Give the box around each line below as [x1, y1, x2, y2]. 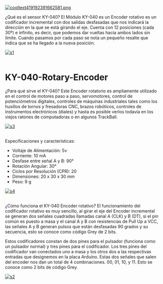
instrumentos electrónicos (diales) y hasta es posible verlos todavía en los [5, 109, 154, 114]
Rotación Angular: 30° [12, 163, 57, 169]
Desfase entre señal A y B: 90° [12, 158, 74, 164]
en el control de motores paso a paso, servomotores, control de [5, 93, 133, 99]
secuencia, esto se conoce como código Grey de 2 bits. [5, 229, 117, 235]
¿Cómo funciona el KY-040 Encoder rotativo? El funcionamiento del [5, 203, 141, 209]
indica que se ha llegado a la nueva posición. [5, 40, 95, 46]
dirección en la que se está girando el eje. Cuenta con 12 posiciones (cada [5, 24, 154, 30]
